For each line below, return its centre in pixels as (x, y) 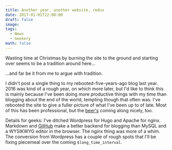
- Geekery (20, 39)
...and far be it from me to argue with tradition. (54, 73)
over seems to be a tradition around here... (50, 63)
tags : (11, 29)
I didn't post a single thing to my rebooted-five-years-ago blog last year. (82, 83)
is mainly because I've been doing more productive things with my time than (86, 94)
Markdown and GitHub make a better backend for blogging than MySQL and (86, 125)
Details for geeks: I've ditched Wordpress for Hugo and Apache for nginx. (83, 120)
